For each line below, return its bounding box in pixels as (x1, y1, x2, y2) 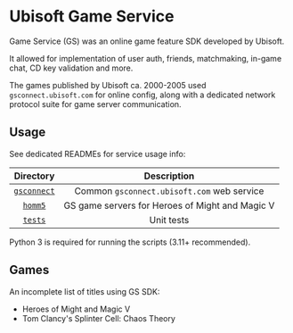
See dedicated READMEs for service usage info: (9, 148, 186, 159)
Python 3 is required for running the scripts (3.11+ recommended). (9, 237, 251, 247)
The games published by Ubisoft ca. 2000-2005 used (9, 79, 207, 90)
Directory (13, 170, 55, 182)
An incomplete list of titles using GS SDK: (9, 286, 160, 296)
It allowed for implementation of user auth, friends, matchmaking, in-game (9, 53, 282, 63)
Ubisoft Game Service (9, 6, 175, 27)
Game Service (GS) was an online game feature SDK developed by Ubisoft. (9, 36, 285, 46)
